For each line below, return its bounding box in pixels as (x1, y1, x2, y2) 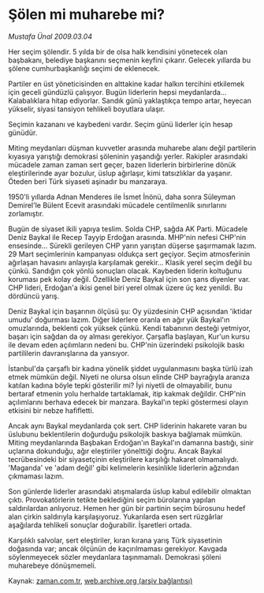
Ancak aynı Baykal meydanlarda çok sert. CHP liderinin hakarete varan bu (8, 421, 247, 430)
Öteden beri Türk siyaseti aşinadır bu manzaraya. (8, 176, 168, 186)
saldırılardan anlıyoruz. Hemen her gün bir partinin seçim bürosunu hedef (8, 503, 246, 512)
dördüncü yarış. (8, 291, 60, 301)
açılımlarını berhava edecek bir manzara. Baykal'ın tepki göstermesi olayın (8, 397, 248, 407)
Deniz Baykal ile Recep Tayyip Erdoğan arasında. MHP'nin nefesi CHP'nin (8, 232, 247, 242)
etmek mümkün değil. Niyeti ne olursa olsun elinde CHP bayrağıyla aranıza (8, 372, 251, 381)
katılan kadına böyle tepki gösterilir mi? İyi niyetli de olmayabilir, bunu (8, 381, 232, 390)
